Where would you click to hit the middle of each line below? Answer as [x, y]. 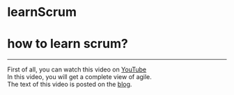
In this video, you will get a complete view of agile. [79, 77]
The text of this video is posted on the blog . [70, 85]
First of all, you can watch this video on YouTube [77, 69]
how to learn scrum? [68, 44]
